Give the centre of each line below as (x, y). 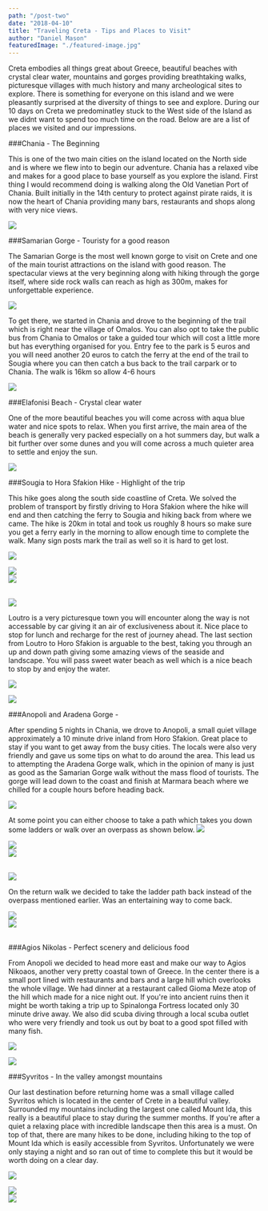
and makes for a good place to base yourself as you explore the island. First (133, 176)
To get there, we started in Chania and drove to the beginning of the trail (127, 321)
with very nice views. (43, 210)
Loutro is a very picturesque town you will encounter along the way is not (129, 618)
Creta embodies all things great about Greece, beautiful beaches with (123, 68)
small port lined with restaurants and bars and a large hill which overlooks (130, 980)
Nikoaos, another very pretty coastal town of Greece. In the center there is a (134, 971)
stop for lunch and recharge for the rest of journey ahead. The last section (131, 635)
